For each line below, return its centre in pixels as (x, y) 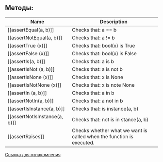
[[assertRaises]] (26, 136)
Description (114, 21)
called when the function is (103, 136)
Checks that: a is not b (97, 69)
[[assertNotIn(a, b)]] (31, 100)
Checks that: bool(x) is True (104, 46)
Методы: (19, 8)
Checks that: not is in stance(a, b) (110, 119)
